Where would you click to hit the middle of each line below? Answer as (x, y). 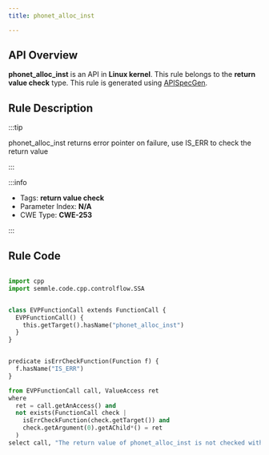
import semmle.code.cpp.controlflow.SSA (77, 288)
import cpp (26, 281)
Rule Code (35, 256)
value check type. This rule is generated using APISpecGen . (108, 83)
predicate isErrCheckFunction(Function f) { (84, 361)
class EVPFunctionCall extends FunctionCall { (87, 310)
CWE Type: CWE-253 (56, 215)
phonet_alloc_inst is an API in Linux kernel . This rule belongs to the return (132, 74)
